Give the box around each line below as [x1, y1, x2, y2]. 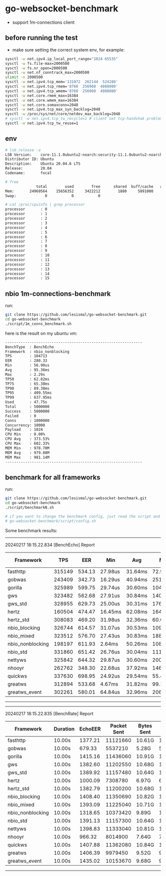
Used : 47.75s [5, 400, 48, 405]
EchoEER [79, 725, 101, 732]
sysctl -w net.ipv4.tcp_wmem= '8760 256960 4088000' [5, 89, 119, 93]
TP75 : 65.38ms [5, 381, 50, 386]
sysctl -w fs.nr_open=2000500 [5, 65, 68, 71]
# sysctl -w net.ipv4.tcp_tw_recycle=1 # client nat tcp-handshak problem [5, 116, 163, 121]
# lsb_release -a [5, 147, 41, 152]
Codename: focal [5, 171, 52, 176]
